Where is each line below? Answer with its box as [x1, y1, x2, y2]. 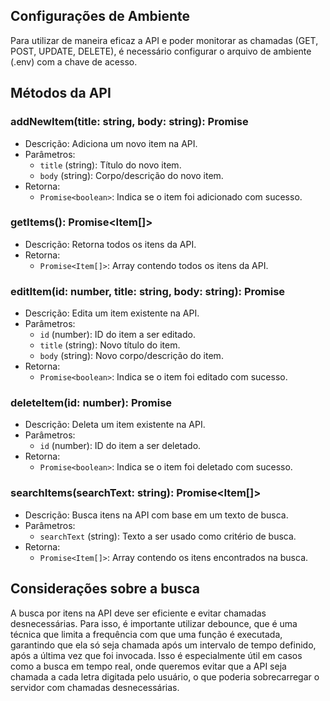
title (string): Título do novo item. [39, 159, 182, 171]
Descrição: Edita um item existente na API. [24, 307, 200, 319]
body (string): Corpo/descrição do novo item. [39, 169, 224, 181]
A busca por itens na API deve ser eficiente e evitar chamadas [10, 607, 267, 619]
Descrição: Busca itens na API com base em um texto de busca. [24, 509, 289, 521]
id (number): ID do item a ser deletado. [39, 440, 202, 452]
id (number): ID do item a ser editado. [39, 329, 196, 341]
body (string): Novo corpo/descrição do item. [39, 350, 224, 362]
